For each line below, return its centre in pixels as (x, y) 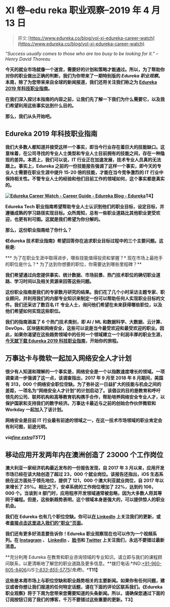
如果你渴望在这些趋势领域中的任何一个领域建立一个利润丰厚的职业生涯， (89, 334)
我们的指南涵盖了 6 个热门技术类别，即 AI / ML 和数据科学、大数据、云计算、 (85, 322)
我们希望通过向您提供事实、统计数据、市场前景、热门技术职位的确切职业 (80, 275)
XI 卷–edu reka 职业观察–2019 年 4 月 (83, 10)
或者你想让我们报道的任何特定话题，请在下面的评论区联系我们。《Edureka (86, 587)
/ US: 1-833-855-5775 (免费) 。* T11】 (63, 570)
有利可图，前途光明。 (27, 427)
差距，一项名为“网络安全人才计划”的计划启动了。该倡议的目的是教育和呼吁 (83, 390)
